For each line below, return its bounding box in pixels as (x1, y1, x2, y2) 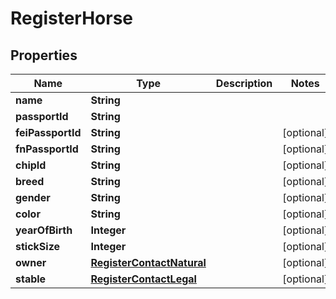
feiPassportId (15, 126, 82, 139)
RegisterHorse (10, 7, 134, 30)
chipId (15, 158, 47, 172)
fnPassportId (15, 142, 79, 156)
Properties (10, 47, 78, 64)
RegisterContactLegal (90, 272, 197, 286)
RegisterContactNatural (90, 256, 207, 269)
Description (215, 77, 273, 90)
